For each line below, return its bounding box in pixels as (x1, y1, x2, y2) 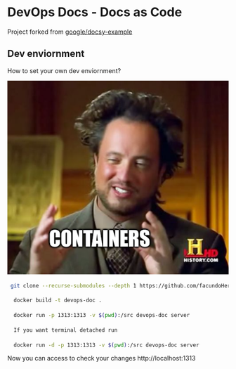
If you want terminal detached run (13, 326, 118, 334)
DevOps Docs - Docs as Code (7, 4, 183, 20)
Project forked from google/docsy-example (7, 27, 133, 36)
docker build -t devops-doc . (13, 297, 102, 304)
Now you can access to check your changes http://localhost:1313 (7, 354, 196, 363)
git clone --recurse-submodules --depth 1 (10, 282, 137, 289)
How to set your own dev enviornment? (7, 66, 122, 75)
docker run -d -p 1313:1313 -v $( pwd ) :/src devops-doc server (13, 342, 199, 349)
